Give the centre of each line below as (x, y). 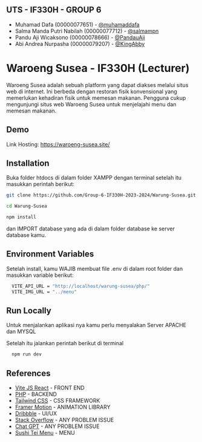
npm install (21, 217)
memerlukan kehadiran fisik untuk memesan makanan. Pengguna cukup (96, 98)
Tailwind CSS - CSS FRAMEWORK (57, 401)
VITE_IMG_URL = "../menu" (44, 292)
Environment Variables (50, 254)
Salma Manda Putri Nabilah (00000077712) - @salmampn (87, 31)
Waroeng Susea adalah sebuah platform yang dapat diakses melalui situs (97, 85)
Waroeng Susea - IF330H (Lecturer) (98, 68)
